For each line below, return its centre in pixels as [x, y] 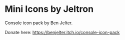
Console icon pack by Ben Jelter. [39, 23]
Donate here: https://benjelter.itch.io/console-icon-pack [62, 32]
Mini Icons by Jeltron [49, 9]
